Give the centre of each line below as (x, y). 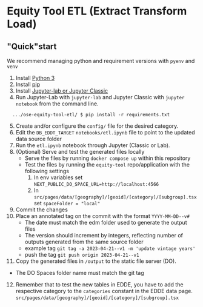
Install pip (28, 84)
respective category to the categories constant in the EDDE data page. (104, 291)
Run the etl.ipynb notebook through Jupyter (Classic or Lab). (93, 145)
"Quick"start (32, 46)
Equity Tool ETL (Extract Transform (97, 11)
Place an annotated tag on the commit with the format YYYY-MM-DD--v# (103, 216)
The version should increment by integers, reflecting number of (104, 235)
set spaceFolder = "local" (67, 203)
